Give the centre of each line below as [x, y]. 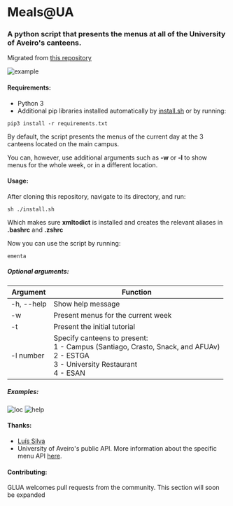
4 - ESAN [69, 373]
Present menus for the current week [113, 315]
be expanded [26, 495]
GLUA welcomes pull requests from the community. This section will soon [113, 488]
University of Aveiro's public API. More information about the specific [117, 449]
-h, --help [29, 304]
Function [136, 292]
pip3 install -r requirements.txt [58, 123]
